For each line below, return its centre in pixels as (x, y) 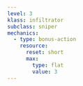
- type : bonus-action (45, 40)
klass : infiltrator (36, 20)
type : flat (48, 65)
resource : (34, 46)
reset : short (45, 53)
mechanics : (23, 33)
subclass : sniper (32, 26)
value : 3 (45, 71)
